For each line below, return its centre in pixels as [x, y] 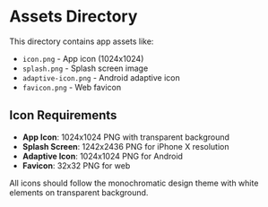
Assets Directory [73, 17]
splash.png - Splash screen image [85, 68]
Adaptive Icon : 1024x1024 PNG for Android [103, 156]
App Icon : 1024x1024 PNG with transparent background [126, 137]
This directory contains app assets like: [82, 41]
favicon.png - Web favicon [72, 87]
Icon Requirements [63, 115]
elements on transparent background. [79, 192]
